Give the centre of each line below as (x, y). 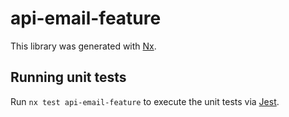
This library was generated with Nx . (83, 46)
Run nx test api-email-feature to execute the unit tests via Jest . (145, 101)
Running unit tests (68, 77)
